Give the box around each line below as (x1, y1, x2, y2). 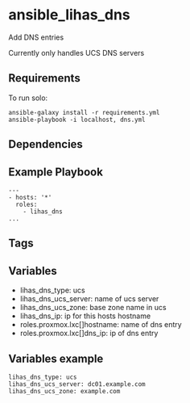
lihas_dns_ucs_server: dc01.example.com (8, 380, 147, 388)
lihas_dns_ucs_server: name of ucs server (19, 294, 159, 304)
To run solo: (8, 93, 48, 103)
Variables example (8, 351, 104, 365)
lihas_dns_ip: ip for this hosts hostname (19, 311, 151, 321)
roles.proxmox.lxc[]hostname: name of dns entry (19, 320, 183, 330)
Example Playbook (8, 165, 103, 178)
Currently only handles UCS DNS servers (8, 48, 145, 57)
